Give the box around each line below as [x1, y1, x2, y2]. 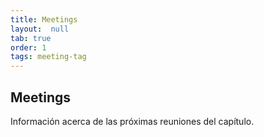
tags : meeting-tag [10, 52, 87, 62]
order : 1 [10, 42, 47, 53]
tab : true [10, 33, 52, 43]
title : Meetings [10, 14, 78, 25]
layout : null [10, 24, 70, 34]
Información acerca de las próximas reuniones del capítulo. [10, 115, 255, 127]
